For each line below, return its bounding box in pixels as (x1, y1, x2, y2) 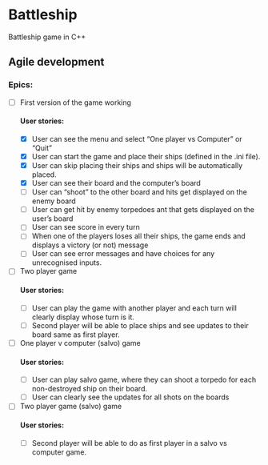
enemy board (31, 196, 76, 206)
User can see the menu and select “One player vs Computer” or (31, 134, 242, 143)
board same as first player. (31, 330, 120, 339)
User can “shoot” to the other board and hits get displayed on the (31, 187, 248, 197)
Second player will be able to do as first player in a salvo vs (31, 438, 228, 447)
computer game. (31, 447, 86, 457)
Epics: (8, 79, 34, 90)
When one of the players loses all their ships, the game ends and (31, 231, 246, 241)
